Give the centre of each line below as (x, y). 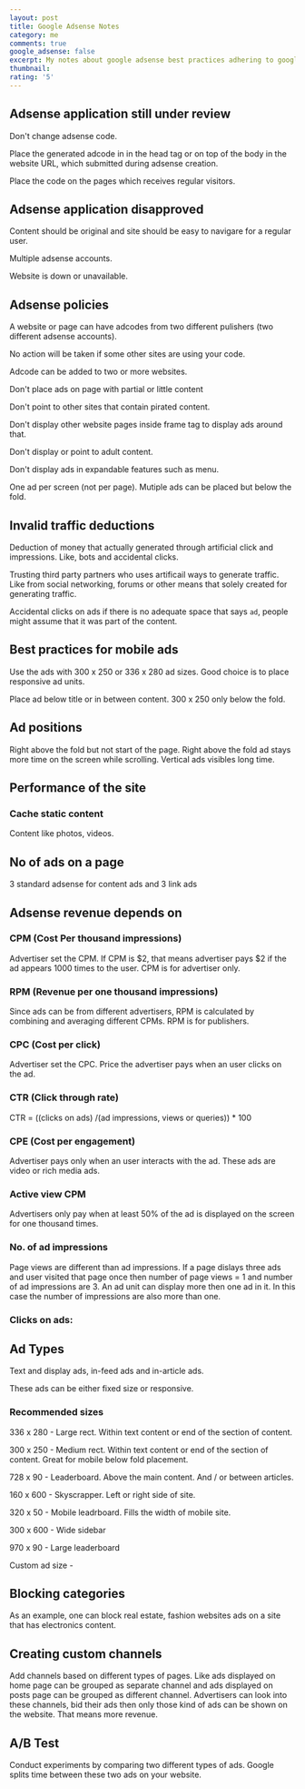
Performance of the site (78, 788)
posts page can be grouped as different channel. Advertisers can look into (148, 1695)
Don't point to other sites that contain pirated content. (110, 407)
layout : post (34, 18)
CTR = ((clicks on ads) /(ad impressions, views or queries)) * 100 (131, 1117)
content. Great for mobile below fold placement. (99, 1459)
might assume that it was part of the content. (93, 621)
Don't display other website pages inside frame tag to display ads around (146, 425)
